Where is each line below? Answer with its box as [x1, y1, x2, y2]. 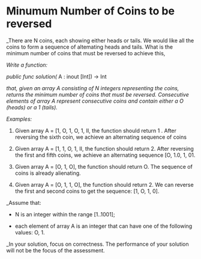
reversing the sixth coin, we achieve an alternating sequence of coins [14, 133, 187, 141]
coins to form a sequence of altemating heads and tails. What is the [6, 43, 173, 50]
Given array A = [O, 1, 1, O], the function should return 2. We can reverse [14, 181, 194, 188]
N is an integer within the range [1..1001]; [14, 210, 115, 218]
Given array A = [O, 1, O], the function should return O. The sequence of [14, 163, 193, 170]
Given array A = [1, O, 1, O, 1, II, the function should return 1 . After [14, 127, 177, 134]
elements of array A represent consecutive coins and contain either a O [6, 97, 184, 105]
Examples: [6, 115, 32, 123]
